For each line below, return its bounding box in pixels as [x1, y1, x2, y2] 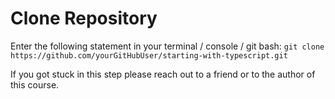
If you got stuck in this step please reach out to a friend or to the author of [10, 68, 316, 80]
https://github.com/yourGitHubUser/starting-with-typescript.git [10, 50, 288, 61]
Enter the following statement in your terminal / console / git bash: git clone [10, 40, 325, 52]
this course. [10, 78, 60, 91]
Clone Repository [10, 7, 158, 30]
